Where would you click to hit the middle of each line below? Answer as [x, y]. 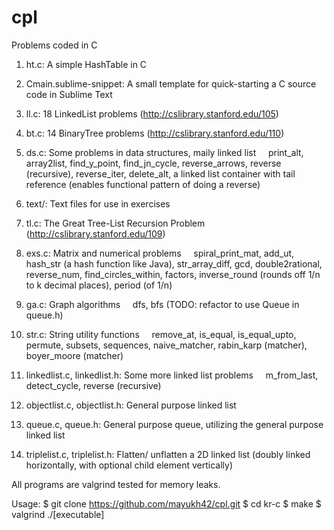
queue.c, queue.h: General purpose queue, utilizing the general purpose [174, 424]
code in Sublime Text [69, 94]
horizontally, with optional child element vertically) [129, 465]
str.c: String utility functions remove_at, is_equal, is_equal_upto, [161, 334]
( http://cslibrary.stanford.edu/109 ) [95, 233]
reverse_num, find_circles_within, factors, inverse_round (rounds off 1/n [173, 274]
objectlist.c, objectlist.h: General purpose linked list [131, 405]
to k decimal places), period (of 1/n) [99, 285]
